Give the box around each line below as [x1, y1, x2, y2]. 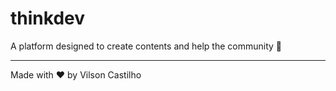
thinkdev [10, 7, 85, 30]
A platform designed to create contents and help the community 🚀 [10, 40, 283, 52]
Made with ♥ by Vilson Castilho [10, 68, 142, 81]
